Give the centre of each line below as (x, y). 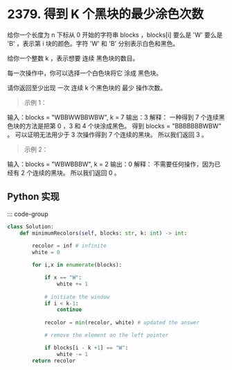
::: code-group (28, 214)
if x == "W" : (63, 278)
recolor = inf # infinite (70, 246)
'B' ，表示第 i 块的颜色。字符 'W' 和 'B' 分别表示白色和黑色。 (93, 43)
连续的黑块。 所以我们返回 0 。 (77, 173)
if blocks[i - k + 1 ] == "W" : (86, 348)
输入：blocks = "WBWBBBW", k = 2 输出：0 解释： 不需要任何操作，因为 (111, 164)
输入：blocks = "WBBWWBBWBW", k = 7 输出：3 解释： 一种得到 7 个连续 (113, 117)
